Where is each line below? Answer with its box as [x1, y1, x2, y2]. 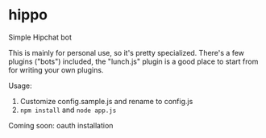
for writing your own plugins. [8, 65, 104, 74]
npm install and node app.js [19, 105, 117, 115]
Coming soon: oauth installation [8, 120, 114, 130]
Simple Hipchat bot [8, 32, 73, 42]
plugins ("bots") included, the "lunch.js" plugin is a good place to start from [8, 56, 259, 66]
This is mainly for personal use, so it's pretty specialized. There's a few [8, 48, 244, 57]
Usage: [8, 81, 32, 90]
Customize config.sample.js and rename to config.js [19, 96, 193, 106]
